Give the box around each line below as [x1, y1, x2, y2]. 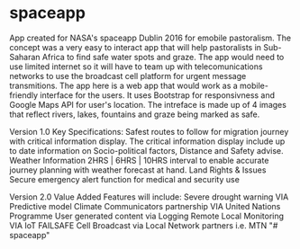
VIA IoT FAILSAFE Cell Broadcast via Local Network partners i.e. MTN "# [9, 219, 278, 231]
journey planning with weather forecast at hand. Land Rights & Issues [9, 165, 267, 175]
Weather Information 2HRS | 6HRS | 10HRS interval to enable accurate [9, 155, 269, 165]
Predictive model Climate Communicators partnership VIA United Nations [9, 200, 281, 211]
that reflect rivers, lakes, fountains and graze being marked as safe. [9, 109, 260, 120]
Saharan [9, 51, 41, 62]
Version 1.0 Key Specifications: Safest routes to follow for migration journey [9, 126, 289, 137]
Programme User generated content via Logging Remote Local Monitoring [9, 210, 285, 221]
